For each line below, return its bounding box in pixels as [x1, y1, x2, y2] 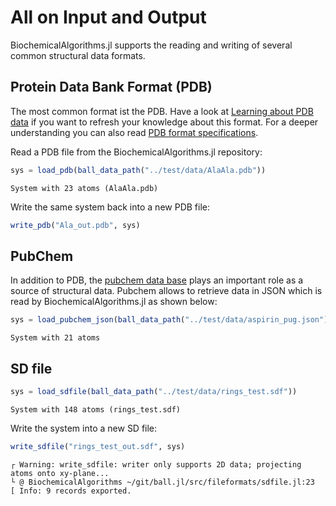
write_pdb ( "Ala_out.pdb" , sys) [10, 220, 141, 230]
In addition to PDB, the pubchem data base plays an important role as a [10, 274, 304, 286]
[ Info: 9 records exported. [10, 486, 132, 496]
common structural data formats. [10, 49, 146, 61]
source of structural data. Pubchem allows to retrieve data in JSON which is [10, 285, 323, 297]
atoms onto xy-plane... [10, 468, 110, 478]
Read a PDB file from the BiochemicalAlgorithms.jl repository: [10, 146, 263, 158]
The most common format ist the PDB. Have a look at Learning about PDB [10, 105, 314, 117]
